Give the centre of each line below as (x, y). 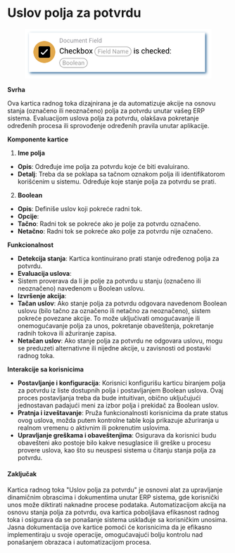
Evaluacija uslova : (44, 274)
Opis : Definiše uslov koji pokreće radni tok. (80, 209)
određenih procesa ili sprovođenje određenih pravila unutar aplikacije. (108, 126)
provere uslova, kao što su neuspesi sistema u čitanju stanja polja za (116, 450)
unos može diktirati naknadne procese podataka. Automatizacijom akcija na (117, 504)
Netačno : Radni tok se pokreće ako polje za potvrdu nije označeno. (115, 231)
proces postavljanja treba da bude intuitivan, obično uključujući (109, 398)
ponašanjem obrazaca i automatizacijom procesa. (79, 542)
